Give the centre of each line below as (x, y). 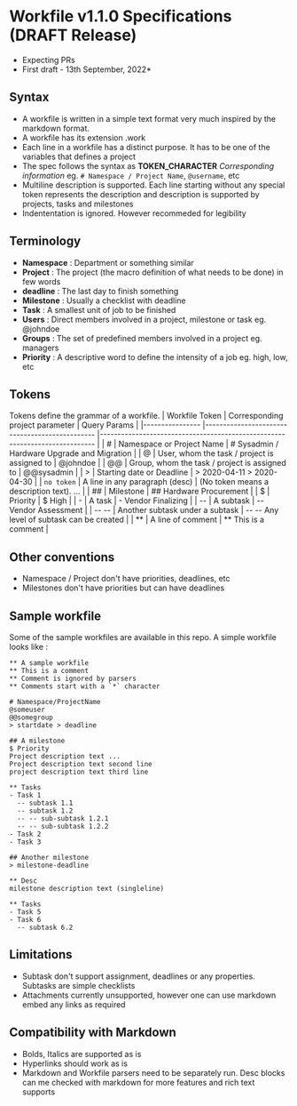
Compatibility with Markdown (93, 1033)
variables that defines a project (78, 156)
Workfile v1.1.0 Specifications (121, 16)
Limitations (41, 954)
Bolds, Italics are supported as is (82, 1054)
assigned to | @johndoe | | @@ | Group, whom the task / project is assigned (148, 463)
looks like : (29, 647)
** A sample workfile (49, 663)
